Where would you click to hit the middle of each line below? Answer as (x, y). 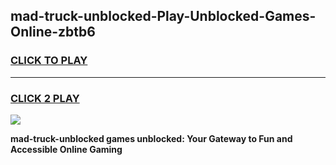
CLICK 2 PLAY (45, 98)
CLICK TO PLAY (49, 61)
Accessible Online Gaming (66, 149)
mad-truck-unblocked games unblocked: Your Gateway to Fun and (151, 138)
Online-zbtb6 (53, 32)
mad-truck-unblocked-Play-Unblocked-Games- (163, 16)
